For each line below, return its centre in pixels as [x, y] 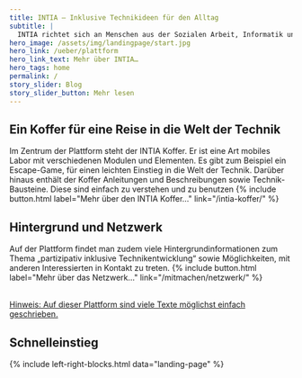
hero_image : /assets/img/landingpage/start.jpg [100, 43]
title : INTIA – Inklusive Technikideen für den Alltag [114, 18]
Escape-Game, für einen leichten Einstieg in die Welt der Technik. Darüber [147, 170]
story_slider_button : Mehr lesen [72, 93]
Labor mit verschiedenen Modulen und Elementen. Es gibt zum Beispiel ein [148, 161]
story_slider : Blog [46, 85]
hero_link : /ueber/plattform [64, 51]
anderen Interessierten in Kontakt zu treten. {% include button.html [133, 268]
